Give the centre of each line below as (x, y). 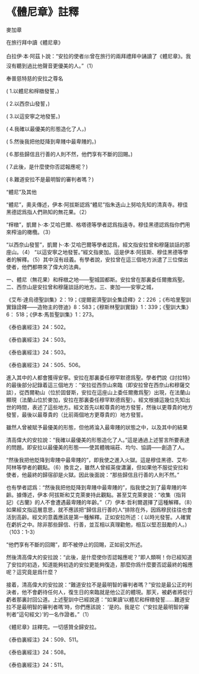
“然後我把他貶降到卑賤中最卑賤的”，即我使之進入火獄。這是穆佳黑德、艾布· (97, 460)
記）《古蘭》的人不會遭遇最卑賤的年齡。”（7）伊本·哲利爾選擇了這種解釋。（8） (99, 502)
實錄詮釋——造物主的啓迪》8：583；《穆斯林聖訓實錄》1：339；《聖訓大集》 (99, 307)
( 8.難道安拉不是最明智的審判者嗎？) (50, 179)
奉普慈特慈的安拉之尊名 (35, 78)
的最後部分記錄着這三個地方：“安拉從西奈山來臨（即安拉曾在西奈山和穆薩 (96, 385)
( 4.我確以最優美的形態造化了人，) (46, 129)
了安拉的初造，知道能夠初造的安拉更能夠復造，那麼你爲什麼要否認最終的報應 (99, 564)
